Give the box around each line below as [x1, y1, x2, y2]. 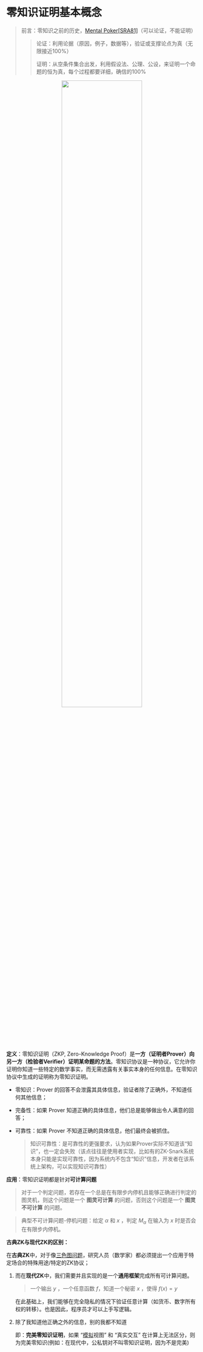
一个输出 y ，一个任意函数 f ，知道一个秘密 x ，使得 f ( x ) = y [30, 1284, 178, 1292]
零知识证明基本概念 [6, 5, 102, 19]
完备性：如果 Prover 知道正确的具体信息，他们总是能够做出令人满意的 [15, 1106, 189, 1113]
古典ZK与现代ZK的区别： [6, 1238, 69, 1246]
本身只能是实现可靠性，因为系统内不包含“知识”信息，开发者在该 [30, 1155, 189, 1162]
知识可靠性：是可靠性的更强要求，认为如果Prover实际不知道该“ [30, 1140, 187, 1147]
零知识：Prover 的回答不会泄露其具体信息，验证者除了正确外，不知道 [15, 1085, 187, 1093]
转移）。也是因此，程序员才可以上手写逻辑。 [25, 1305, 135, 1312]
